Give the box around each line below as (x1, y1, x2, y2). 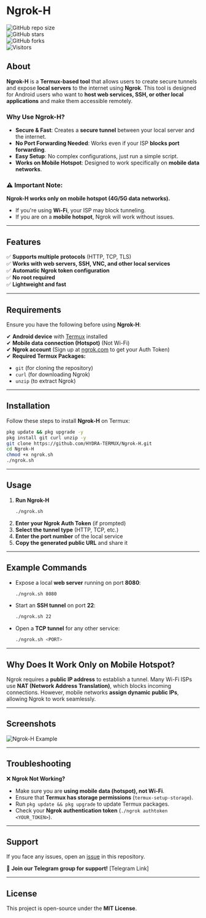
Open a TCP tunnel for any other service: (15, 625, 120, 632)
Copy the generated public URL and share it (15, 539, 128, 546)
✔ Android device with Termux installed (6, 333, 108, 340)
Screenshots (6, 719, 56, 729)
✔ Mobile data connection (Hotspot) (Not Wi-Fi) (6, 339, 130, 347)
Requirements (6, 304, 61, 315)
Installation (6, 401, 50, 411)
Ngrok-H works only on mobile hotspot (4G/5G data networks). (6, 195, 170, 202)
